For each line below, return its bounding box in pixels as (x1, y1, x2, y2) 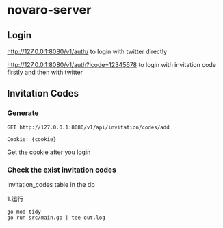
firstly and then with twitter (7, 68, 83, 76)
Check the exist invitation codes (7, 165, 116, 175)
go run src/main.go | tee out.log (7, 214, 106, 221)
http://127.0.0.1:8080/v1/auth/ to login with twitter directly (7, 47, 168, 55)
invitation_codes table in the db (7, 180, 95, 188)
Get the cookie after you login (7, 148, 91, 156)
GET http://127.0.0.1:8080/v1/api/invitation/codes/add (7, 124, 170, 131)
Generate (7, 108, 39, 118)
